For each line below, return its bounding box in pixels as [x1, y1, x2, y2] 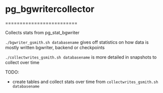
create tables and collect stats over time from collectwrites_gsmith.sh [12, 79, 159, 85]
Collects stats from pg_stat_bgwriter [5, 29, 80, 35]
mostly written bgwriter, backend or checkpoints [5, 44, 105, 50]
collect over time [5, 59, 40, 65]
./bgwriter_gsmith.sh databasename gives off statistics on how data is [5, 39, 149, 45]
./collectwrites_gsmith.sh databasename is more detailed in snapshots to [5, 54, 157, 60]
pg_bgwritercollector [5, 3, 95, 15]
